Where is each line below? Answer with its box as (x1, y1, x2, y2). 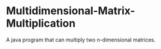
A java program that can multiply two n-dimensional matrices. (6, 36, 156, 43)
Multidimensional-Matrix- (6, 4, 136, 18)
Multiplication (6, 17, 75, 30)
